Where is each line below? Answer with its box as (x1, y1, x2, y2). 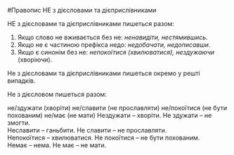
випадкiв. (7, 76, 36, 85)
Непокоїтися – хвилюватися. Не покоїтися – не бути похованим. (7, 133, 200, 142)
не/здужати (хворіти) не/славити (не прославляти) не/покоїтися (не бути (7, 104, 228, 112)
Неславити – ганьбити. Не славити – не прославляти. (7, 126, 167, 134)
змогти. (7, 119, 30, 127)
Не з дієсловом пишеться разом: (7, 90, 107, 98)
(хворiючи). (17, 55, 53, 64)
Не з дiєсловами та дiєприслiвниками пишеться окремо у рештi (7, 69, 200, 77)
